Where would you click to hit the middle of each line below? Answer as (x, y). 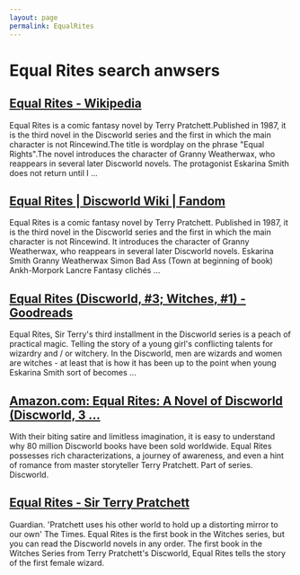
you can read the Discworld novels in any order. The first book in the (136, 544)
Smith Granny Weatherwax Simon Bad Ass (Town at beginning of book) (141, 261)
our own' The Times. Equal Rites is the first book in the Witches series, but (147, 534)
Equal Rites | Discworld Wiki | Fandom (118, 201)
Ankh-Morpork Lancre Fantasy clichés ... (85, 270)
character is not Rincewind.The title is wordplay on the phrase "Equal (137, 144)
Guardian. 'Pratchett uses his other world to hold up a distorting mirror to (144, 524)
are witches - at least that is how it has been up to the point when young (143, 363)
